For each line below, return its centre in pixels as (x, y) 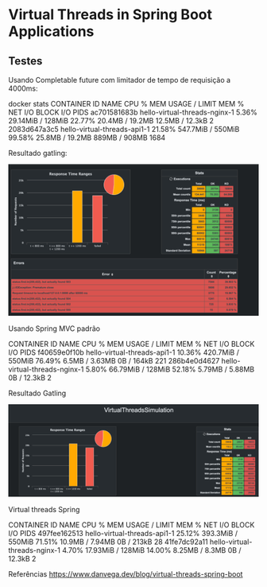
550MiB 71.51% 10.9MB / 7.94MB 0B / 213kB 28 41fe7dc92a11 (108, 542)
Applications (51, 31)
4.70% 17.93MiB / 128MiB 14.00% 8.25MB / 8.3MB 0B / (152, 550)
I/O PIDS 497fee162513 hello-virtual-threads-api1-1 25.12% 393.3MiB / (123, 534)
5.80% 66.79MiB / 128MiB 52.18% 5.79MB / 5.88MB (170, 369)
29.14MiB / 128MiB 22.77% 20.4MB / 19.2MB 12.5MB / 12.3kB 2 (111, 121)
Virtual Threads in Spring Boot (110, 15)
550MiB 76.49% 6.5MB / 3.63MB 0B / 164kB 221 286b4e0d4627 (114, 361)
